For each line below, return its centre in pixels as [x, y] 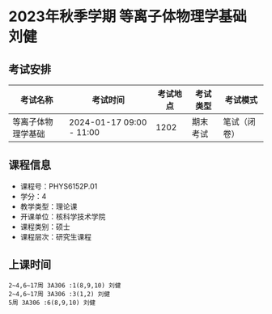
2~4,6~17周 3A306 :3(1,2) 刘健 [59, 294]
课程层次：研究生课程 [55, 236]
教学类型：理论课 [49, 206]
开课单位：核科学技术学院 [63, 216]
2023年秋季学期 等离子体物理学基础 [127, 17]
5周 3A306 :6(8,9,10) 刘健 [52, 303]
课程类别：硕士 [45, 227]
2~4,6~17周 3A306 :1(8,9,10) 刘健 [65, 285]
